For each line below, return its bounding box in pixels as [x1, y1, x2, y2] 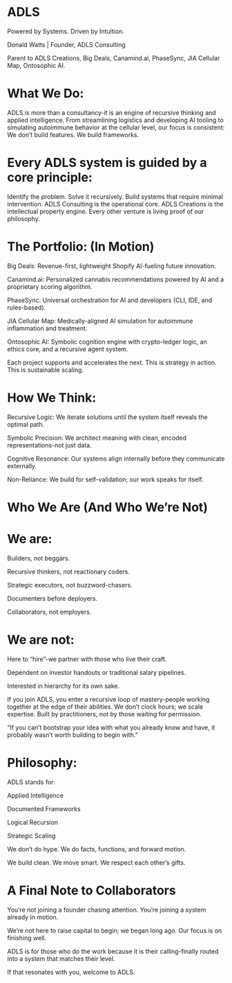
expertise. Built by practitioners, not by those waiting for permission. [7, 709, 202, 718]
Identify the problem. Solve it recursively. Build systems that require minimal [7, 192, 223, 201]
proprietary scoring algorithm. [7, 282, 93, 291]
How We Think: [7, 389, 97, 405]
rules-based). [7, 303, 46, 312]
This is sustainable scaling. [7, 365, 84, 374]
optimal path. [7, 420, 45, 428]
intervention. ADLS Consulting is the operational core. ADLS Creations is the [7, 200, 224, 208]
